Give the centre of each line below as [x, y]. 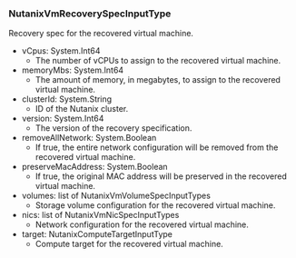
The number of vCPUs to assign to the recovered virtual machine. [158, 61]
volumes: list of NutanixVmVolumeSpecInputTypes [116, 196]
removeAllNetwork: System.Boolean [89, 138]
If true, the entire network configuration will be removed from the [157, 147]
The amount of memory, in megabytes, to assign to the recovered [158, 80]
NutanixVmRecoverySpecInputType [90, 14]
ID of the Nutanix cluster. [82, 109]
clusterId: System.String [67, 99]
